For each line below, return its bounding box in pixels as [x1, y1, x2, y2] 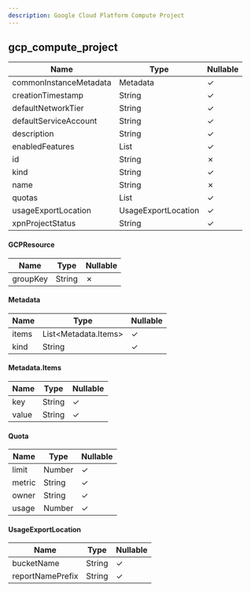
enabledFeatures [12, 141, 75, 152]
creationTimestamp [12, 90, 84, 101]
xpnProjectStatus [12, 218, 76, 229]
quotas [12, 192, 38, 203]
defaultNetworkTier [12, 103, 84, 114]
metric [12, 477, 36, 488]
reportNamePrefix [12, 571, 79, 582]
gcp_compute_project [8, 41, 118, 54]
